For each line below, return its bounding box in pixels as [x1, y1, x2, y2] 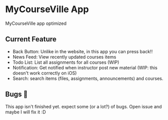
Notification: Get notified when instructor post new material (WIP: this [12, 64, 158, 70]
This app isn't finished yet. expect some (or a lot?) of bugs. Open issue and [5, 103, 162, 109]
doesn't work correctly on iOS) [12, 70, 77, 76]
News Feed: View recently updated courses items [12, 54, 116, 60]
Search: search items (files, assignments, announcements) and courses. [12, 75, 163, 82]
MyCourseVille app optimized [5, 20, 67, 26]
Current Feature [5, 35, 57, 44]
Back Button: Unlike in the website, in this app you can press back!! [12, 48, 153, 54]
